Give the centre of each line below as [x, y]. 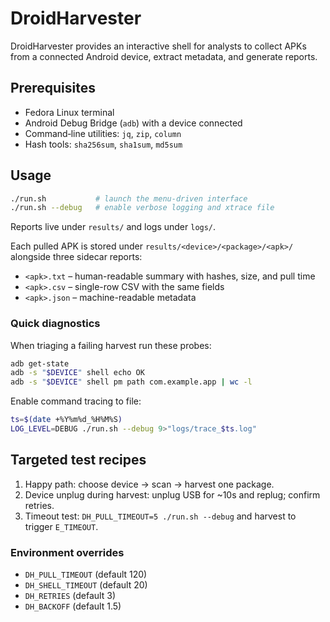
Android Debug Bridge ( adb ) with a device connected [133, 123]
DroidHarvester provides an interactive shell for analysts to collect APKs [158, 46]
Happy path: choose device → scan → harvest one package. [149, 484]
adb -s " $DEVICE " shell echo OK [77, 373]
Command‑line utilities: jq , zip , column [103, 133]
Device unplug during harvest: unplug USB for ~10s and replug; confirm [172, 494]
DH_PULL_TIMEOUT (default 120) [86, 574]
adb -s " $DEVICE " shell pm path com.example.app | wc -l [131, 382]
